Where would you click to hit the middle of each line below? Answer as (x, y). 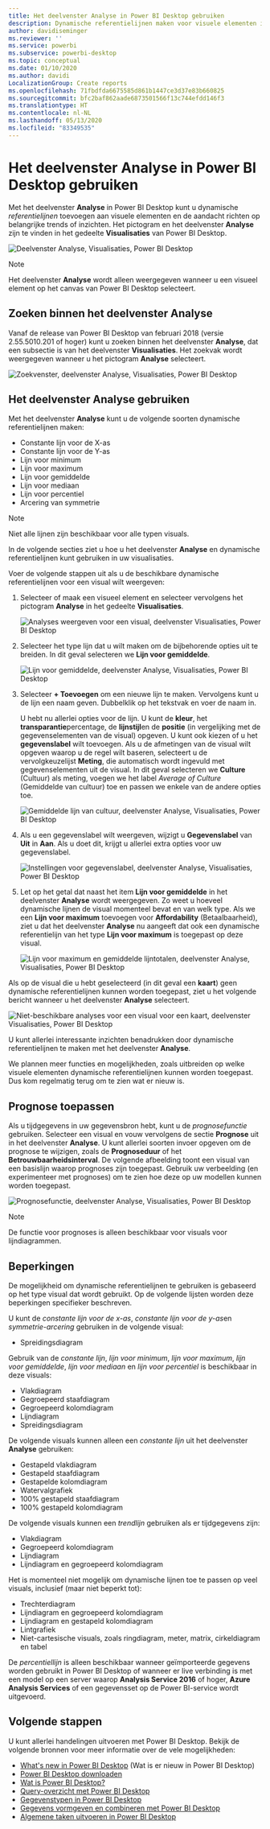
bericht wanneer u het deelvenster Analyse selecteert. (99, 1000)
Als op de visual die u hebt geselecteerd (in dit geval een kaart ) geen (123, 983)
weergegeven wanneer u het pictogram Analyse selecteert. (107, 358)
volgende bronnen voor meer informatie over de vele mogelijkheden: (122, 1749)
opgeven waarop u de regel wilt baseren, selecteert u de (113, 752)
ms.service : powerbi (43, 46)
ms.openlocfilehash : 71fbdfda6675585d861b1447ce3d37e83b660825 (117, 91)
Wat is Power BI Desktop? (63, 1782)
